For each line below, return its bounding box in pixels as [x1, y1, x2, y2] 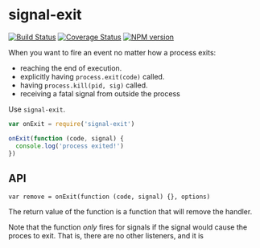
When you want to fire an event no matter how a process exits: [8, 47, 217, 57]
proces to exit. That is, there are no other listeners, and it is [8, 231, 204, 241]
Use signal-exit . [8, 104, 66, 114]
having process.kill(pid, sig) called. [19, 80, 148, 90]
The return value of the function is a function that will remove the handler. [8, 207, 253, 217]
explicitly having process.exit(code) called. [19, 71, 165, 81]
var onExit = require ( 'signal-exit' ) [8, 120, 135, 128]
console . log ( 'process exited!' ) [15, 142, 125, 150]
